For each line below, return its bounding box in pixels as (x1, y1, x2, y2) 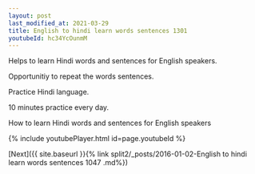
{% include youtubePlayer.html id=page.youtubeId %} (8, 134, 186, 144)
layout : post (8, 11, 52, 20)
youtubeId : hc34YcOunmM (8, 34, 88, 42)
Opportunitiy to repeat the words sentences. (8, 71, 154, 81)
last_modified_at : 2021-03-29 (8, 19, 110, 27)
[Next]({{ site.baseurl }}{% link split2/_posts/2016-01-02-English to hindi (8, 149, 248, 159)
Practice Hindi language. (8, 87, 90, 97)
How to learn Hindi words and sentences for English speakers (8, 118, 212, 128)
